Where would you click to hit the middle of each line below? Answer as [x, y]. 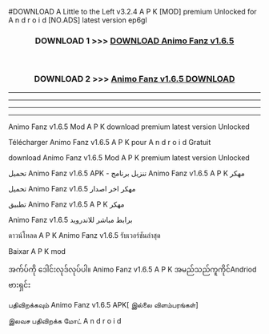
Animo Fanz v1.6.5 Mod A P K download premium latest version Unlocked [129, 127]
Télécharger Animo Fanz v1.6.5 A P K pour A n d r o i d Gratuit [110, 142]
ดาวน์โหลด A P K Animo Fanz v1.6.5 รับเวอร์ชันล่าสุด [85, 235]
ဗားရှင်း [20, 284]
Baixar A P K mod [37, 251]
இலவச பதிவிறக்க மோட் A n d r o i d [65, 320]
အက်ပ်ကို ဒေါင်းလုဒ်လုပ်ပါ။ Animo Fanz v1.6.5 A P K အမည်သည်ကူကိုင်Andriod [132, 269]
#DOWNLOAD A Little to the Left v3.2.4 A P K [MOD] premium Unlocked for [133, 12]
